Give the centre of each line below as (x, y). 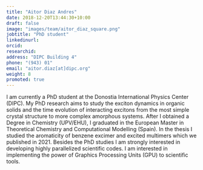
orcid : (15, 46)
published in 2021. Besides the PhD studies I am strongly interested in (93, 142)
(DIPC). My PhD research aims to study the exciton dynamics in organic (95, 103)
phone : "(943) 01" (29, 63)
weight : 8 (19, 74)
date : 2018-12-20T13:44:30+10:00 (48, 18)
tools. (13, 161)
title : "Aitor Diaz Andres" (42, 12)
